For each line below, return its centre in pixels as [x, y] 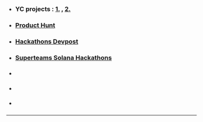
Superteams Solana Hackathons [63, 57]
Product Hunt [35, 25]
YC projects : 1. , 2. [43, 9]
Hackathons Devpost [47, 41]
